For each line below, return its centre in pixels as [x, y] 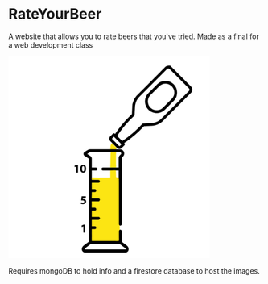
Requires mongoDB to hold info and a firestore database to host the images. [134, 270]
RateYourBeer [55, 14]
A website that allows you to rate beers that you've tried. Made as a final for [134, 36]
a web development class [51, 44]
